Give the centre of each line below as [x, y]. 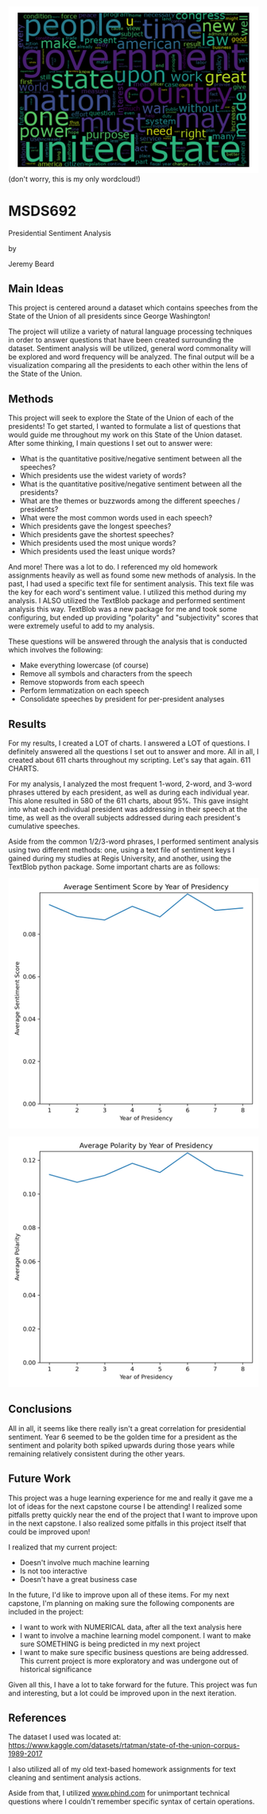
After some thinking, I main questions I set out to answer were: [110, 443]
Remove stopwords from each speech [82, 683]
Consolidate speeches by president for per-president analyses [122, 699]
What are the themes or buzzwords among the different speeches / [130, 501]
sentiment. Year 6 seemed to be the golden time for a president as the [123, 1437]
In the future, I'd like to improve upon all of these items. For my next [119, 1595]
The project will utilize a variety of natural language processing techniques [130, 331]
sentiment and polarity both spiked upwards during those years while [122, 1445]
